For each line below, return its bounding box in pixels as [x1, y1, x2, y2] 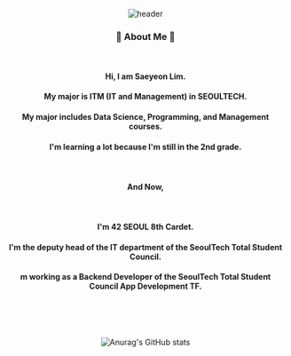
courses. [129, 121, 162, 132]
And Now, [127, 181, 164, 192]
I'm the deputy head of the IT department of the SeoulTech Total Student [8, 241, 283, 252]
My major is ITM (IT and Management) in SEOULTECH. [43, 91, 248, 102]
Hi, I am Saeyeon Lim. [105, 71, 186, 82]
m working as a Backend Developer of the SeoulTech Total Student [20, 272, 271, 282]
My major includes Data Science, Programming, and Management [21, 112, 270, 123]
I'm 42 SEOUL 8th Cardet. [97, 222, 194, 233]
